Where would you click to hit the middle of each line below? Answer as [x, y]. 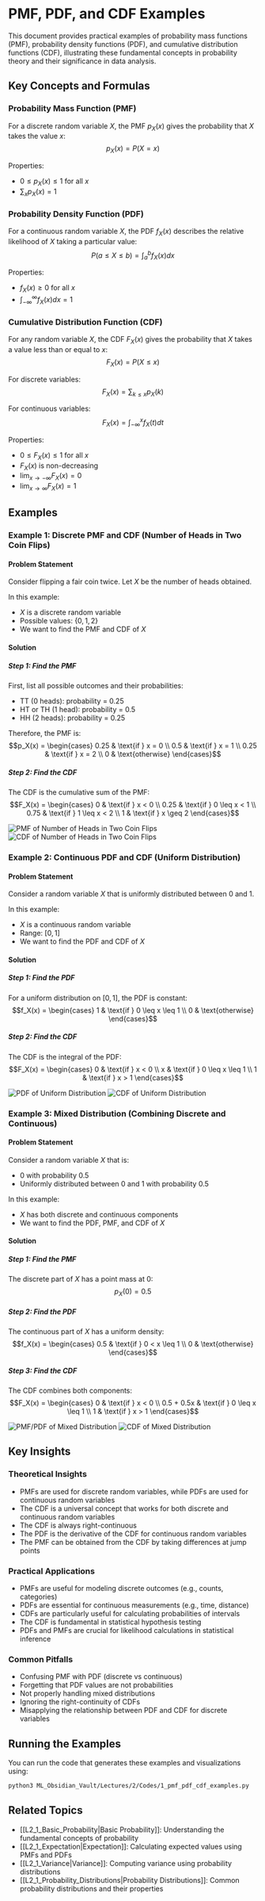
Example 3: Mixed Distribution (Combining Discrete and [117, 1113]
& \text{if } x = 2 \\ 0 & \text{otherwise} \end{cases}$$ [133, 754]
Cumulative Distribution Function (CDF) [85, 322]
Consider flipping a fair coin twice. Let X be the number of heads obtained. [130, 582]
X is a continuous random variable [76, 925]
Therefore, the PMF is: [45, 734]
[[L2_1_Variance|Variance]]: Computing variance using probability [125, 1863]
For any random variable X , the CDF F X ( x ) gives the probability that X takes [131, 340]
